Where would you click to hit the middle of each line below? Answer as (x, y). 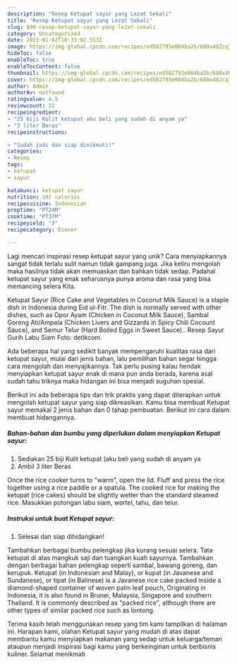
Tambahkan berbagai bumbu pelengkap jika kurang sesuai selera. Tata (110, 550)
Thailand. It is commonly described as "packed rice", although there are (112, 603)
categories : (25, 152)
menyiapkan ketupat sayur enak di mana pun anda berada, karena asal (110, 373)
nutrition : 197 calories (44, 197)
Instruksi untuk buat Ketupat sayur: (61, 518)
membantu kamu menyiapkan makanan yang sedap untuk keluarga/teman (115, 639)
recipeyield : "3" (33, 223)
